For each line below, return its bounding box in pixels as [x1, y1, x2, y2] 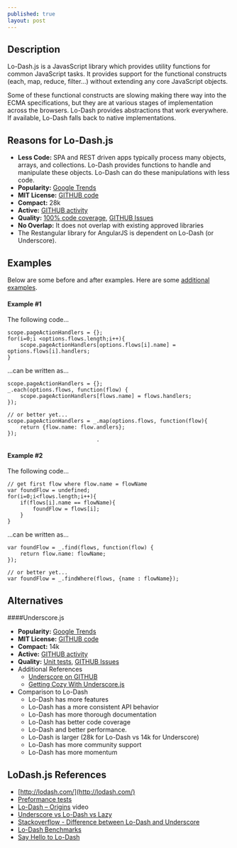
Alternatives [7, 594, 64, 606]
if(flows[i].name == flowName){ [20, 499, 116, 507]
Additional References [17, 665, 83, 674]
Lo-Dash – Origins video [17, 803, 89, 811]
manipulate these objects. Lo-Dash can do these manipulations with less [17, 168, 230, 177]
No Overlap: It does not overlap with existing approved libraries [17, 221, 204, 230]
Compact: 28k [17, 198, 61, 207]
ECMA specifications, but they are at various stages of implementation [7, 99, 214, 107]
